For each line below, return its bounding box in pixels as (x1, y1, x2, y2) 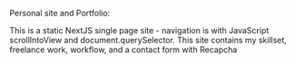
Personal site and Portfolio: (9, 8, 111, 18)
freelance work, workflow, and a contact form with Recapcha (9, 44, 238, 55)
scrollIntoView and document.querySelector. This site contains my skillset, (9, 35, 288, 45)
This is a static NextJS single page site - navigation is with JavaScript (9, 25, 270, 35)
